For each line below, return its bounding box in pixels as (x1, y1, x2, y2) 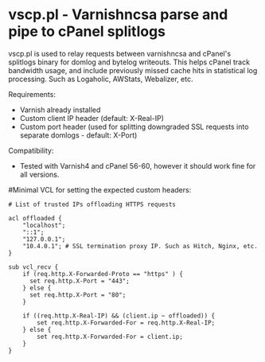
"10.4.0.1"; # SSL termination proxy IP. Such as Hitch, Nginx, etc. (22, 242, 259, 250)
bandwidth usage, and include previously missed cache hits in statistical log (8, 65, 258, 75)
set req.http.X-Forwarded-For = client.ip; (37, 333, 183, 341)
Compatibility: (8, 146, 54, 155)
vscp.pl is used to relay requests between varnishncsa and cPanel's (8, 49, 232, 58)
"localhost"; (22, 221, 66, 229)
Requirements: (8, 89, 56, 99)
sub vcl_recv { (8, 263, 59, 271)
